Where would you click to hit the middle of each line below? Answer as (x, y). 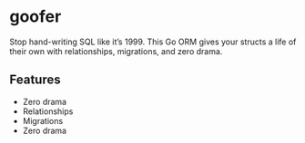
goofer (36, 17)
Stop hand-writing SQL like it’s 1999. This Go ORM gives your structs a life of (153, 42)
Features (35, 80)
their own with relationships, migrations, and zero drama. (116, 51)
